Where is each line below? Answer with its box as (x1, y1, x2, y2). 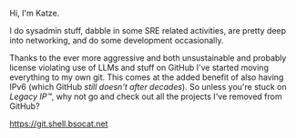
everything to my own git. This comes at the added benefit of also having (9, 72, 284, 83)
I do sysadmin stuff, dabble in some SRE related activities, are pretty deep (9, 25, 287, 35)
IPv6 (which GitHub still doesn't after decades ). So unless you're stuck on (9, 82, 287, 92)
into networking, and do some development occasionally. (9, 35, 224, 45)
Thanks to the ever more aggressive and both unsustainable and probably (9, 53, 287, 63)
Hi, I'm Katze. (9, 8, 60, 18)
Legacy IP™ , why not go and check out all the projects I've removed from (9, 91, 282, 102)
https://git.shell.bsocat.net (9, 118, 108, 129)
